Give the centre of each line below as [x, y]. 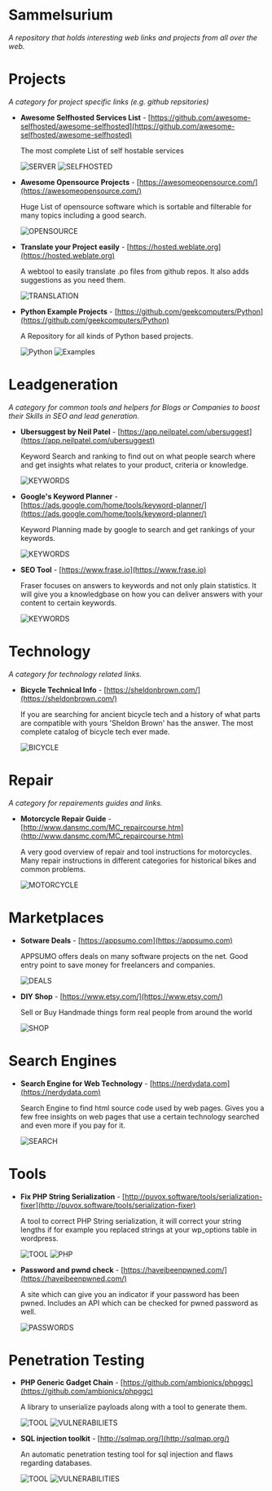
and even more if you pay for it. [73, 1125]
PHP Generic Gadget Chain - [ [72, 1383]
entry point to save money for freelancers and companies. [118, 965]
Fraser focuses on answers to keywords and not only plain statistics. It [138, 585]
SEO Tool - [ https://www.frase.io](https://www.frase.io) [113, 570]
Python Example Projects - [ [69, 311]
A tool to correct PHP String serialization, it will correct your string [131, 1221]
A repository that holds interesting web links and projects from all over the [133, 37]
